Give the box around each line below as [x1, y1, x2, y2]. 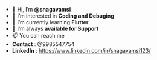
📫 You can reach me [11, 32, 65, 39]
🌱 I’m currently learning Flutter [11, 19, 89, 25]
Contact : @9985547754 [11, 41, 75, 48]
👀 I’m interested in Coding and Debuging [11, 12, 115, 19]
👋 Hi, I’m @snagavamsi [11, 6, 71, 13]
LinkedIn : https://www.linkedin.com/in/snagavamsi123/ [11, 47, 151, 54]
